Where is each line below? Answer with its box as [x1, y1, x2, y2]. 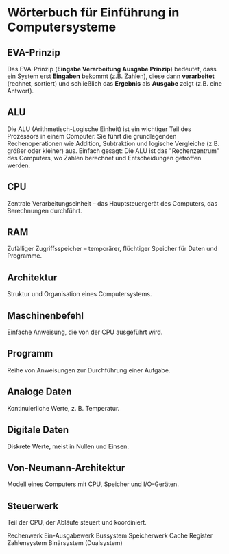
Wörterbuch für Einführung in [7, 5, 180, 21]
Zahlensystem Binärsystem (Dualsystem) [7, 539, 123, 547]
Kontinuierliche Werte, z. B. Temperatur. [7, 404, 120, 412]
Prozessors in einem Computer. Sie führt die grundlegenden [7, 132, 177, 140]
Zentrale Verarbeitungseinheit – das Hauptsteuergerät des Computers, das [7, 199, 218, 207]
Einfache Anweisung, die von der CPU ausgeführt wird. [7, 328, 163, 337]
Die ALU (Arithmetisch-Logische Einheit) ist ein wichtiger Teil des [7, 125, 192, 133]
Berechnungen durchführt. [7, 206, 82, 215]
